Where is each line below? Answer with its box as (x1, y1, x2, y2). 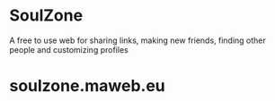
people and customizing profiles (9, 44, 129, 55)
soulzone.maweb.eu (9, 76, 166, 97)
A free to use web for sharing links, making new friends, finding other (9, 35, 267, 46)
